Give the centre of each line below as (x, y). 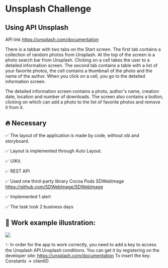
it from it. (15, 107)
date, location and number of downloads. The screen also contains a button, (84, 97)
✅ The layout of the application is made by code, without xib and (72, 135)
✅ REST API (18, 171)
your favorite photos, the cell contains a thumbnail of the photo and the (79, 71)
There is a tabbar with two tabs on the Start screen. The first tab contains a (83, 49)
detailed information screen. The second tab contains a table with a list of (81, 65)
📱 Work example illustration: (50, 223)
